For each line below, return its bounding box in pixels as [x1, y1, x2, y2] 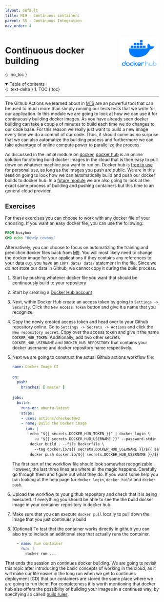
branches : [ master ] [21, 385, 65, 390]
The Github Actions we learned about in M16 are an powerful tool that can [5, 100, 154, 106]
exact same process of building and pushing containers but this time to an [5, 183, 154, 188]
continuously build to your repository [12, 279, 86, 286]
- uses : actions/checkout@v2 [21, 416, 81, 421]
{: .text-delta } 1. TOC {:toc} [5, 86, 60, 93]
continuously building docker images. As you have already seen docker [5, 116, 149, 122]
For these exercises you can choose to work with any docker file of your [5, 215, 150, 221]
